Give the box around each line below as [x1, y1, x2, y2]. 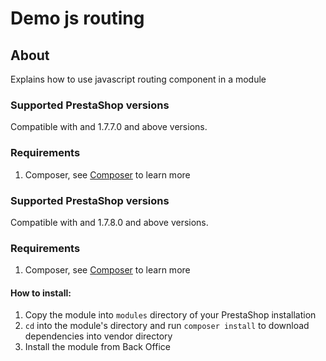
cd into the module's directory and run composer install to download [24, 320, 310, 332]
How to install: [10, 287, 72, 299]
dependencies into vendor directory [24, 330, 173, 342]
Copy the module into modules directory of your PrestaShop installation [24, 309, 317, 321]
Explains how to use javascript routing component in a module [10, 73, 267, 85]
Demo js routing [10, 7, 145, 30]
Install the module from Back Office [24, 341, 171, 353]
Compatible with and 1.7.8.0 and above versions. [10, 216, 209, 228]
